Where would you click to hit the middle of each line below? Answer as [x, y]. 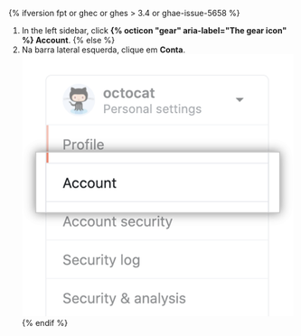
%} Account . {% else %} [68, 40]
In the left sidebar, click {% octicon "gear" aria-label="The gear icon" [154, 30]
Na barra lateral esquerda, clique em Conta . [103, 50]
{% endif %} [45, 323]
